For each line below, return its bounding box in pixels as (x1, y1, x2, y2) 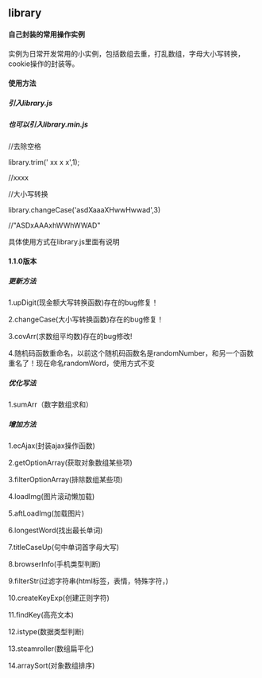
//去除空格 (8, 141, 42, 150)
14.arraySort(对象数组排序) (8, 660, 95, 671)
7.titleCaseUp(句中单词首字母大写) (8, 543, 120, 552)
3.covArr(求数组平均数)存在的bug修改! (8, 332, 133, 341)
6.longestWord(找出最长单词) (8, 525, 103, 536)
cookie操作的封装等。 (8, 59, 79, 68)
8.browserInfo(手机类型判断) (8, 559, 102, 569)
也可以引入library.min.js (8, 119, 89, 130)
